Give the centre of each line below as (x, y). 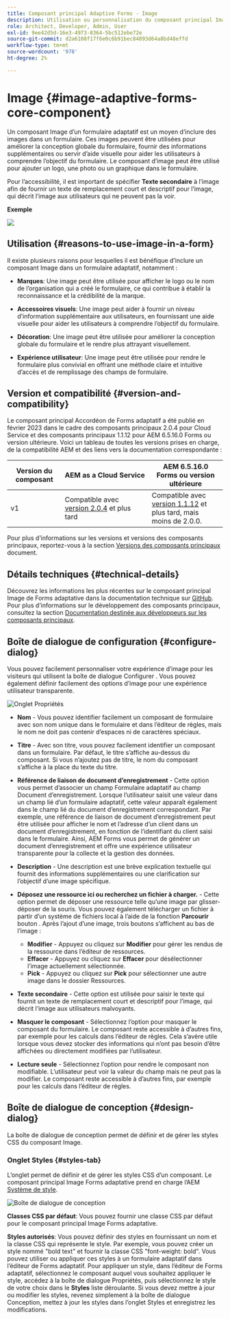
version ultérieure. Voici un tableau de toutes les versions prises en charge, (113, 443)
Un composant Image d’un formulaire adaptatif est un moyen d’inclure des (112, 132)
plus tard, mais (175, 513)
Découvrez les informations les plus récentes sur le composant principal (109, 591)
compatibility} (38, 404)
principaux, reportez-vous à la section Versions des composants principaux (114, 546)
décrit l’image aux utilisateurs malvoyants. (76, 1008)
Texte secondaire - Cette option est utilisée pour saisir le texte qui (111, 994)
